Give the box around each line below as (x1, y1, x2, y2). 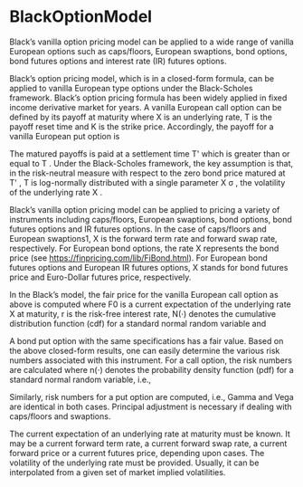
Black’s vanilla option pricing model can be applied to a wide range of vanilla (9, 36, 294, 47)
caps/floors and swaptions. (9, 410, 111, 422)
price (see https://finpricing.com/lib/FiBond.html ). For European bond (9, 252, 269, 263)
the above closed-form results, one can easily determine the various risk (9, 345, 280, 356)
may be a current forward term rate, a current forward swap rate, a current (9, 437, 288, 449)
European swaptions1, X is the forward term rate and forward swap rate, (9, 233, 278, 243)
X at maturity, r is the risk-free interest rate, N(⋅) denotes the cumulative (9, 308, 277, 319)
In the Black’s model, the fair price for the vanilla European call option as (9, 289, 279, 300)
